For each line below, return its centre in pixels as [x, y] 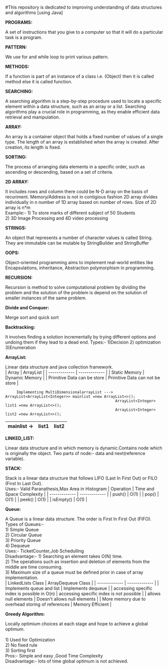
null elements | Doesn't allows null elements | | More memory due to [75, 599]
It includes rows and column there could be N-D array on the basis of [77, 191]
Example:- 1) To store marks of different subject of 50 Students [70, 213]
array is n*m [18, 207]
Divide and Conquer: [27, 308]
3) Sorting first [20, 650]
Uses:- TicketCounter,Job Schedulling [45, 551]
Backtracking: [20, 327]
